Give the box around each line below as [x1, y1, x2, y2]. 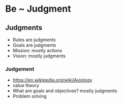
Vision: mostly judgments [12, 53, 66, 59]
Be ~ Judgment [5, 3, 71, 15]
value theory [12, 82, 39, 89]
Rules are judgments [12, 37, 56, 43]
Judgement [5, 65, 35, 73]
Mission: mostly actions [12, 48, 63, 53]
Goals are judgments [12, 42, 56, 48]
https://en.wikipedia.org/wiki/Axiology [12, 77, 93, 83]
